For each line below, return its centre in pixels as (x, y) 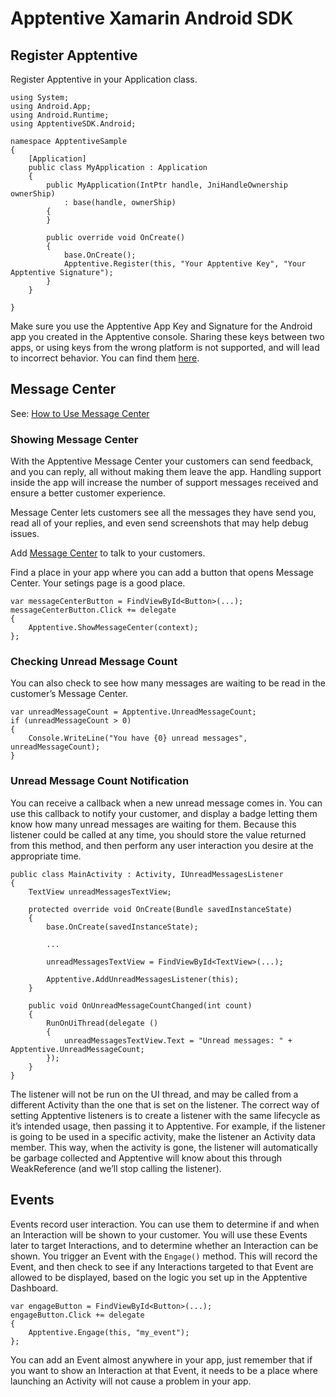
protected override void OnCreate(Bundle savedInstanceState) (160, 909)
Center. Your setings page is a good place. (98, 583)
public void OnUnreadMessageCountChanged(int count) (140, 1005)
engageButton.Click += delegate (77, 1315)
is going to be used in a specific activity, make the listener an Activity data (163, 1136)
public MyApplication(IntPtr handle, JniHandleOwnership (167, 185)
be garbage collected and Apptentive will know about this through (146, 1158)
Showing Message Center (74, 439)
